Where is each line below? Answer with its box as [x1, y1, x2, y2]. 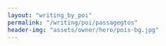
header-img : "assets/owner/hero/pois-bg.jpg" [7, 26, 159, 34]
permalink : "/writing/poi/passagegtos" [7, 19, 138, 27]
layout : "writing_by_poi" [7, 11, 92, 19]
